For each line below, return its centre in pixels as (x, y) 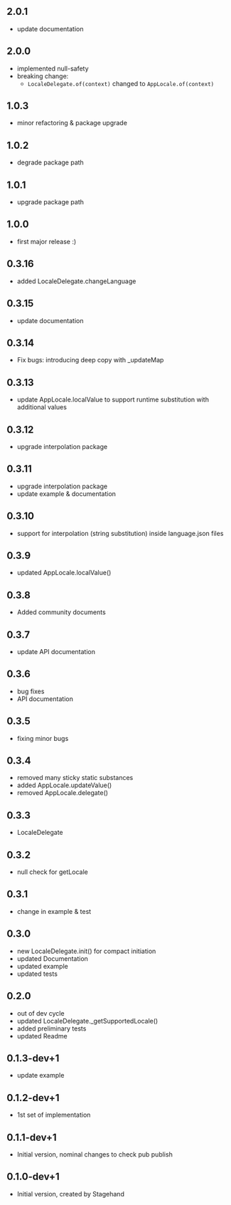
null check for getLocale (52, 872)
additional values (42, 407)
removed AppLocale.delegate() (62, 793)
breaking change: (43, 76)
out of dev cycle (41, 1013)
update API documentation (56, 652)
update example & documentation (66, 493)
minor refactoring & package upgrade (72, 123)
